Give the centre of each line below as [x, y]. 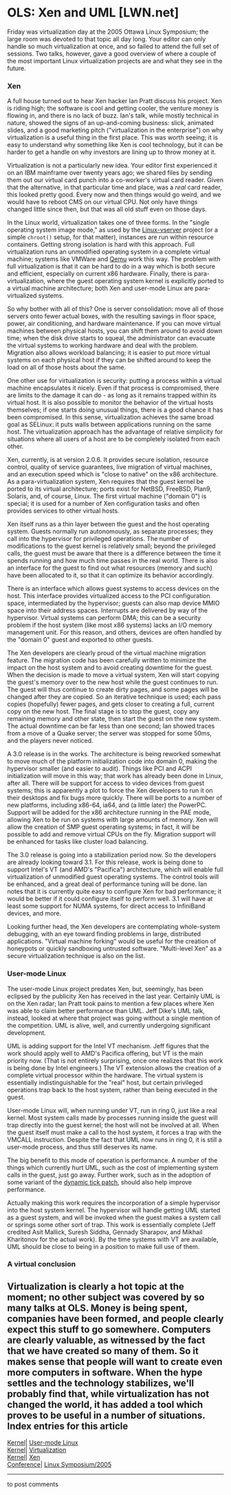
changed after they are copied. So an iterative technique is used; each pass [114, 697]
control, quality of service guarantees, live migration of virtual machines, [110, 467]
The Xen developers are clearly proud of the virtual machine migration [107, 653]
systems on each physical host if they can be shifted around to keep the [109, 360]
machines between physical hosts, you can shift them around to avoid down [115, 331]
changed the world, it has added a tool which [105, 1405]
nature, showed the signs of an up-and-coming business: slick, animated [111, 123]
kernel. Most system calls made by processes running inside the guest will [112, 1118]
